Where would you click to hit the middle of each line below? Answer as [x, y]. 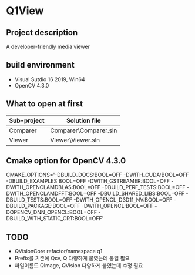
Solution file [84, 120]
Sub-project [27, 120]
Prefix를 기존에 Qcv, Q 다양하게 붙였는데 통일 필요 [72, 258]
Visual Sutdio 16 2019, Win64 [50, 79]
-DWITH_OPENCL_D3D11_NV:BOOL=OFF [123, 200]
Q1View [25, 11]
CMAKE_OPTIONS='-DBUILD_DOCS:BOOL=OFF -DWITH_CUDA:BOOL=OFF [97, 175]
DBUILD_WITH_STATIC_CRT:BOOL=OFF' [55, 219]
